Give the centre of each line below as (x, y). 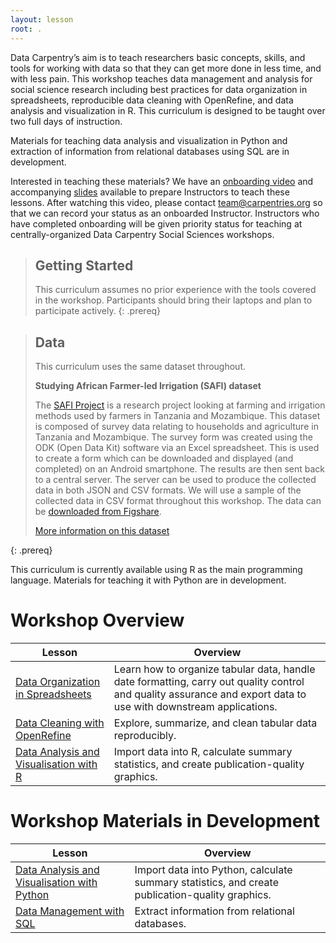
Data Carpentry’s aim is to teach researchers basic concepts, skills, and (158, 57)
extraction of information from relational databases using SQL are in (150, 151)
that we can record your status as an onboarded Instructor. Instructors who (165, 213)
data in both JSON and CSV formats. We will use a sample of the (168, 490)
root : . (26, 29)
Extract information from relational (214, 911)
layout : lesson (42, 19)
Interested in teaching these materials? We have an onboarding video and (162, 181)
